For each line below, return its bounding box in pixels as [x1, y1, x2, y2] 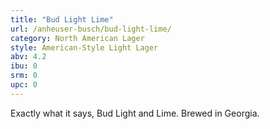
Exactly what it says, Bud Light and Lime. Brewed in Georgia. [10, 107, 260, 119]
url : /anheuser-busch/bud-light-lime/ [10, 24, 172, 34]
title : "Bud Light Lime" [10, 14, 114, 25]
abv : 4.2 [10, 52, 47, 62]
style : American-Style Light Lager [10, 42, 159, 53]
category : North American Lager [10, 33, 145, 43]
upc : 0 [10, 80, 38, 90]
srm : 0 [10, 71, 38, 81]
